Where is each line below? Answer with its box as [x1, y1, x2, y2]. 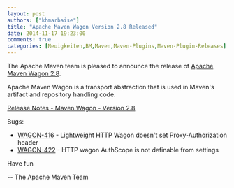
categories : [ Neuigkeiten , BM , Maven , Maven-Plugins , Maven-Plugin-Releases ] [7, 43, 227, 50]
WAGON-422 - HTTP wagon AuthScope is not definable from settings [17, 146, 219, 154]
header [17, 138, 38, 147]
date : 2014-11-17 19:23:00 [7, 29, 86, 37]
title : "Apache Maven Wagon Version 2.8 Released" [7, 23, 158, 30]
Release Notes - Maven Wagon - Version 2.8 [7, 104, 136, 112]
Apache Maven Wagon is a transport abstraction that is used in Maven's [7, 83, 214, 91]
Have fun [7, 159, 34, 168]
